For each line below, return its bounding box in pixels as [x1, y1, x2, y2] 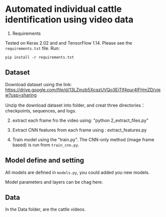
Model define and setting [5, 156, 84, 164]
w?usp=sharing [5, 92, 37, 98]
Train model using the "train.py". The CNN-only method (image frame [12, 136, 155, 142]
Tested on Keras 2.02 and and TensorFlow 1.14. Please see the [5, 40, 132, 46]
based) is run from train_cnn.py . [12, 142, 79, 148]
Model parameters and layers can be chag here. [5, 179, 103, 185]
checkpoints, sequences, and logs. [5, 108, 77, 113]
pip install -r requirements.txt [5, 54, 74, 60]
